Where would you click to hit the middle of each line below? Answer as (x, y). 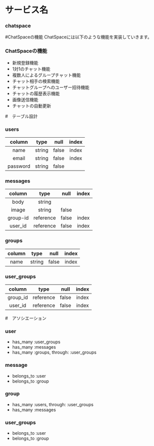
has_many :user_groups (36, 342)
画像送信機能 (25, 99)
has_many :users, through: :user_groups (53, 404)
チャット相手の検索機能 (36, 81)
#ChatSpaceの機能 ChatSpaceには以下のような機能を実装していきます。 (78, 37)
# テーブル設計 (22, 116)
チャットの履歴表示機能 (36, 93)
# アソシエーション (26, 318)
